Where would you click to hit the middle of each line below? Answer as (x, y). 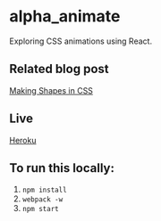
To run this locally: (62, 168)
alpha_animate (65, 16)
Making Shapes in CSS (51, 90)
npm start (41, 209)
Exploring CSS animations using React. (81, 41)
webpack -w (42, 200)
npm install (44, 190)
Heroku (23, 140)
